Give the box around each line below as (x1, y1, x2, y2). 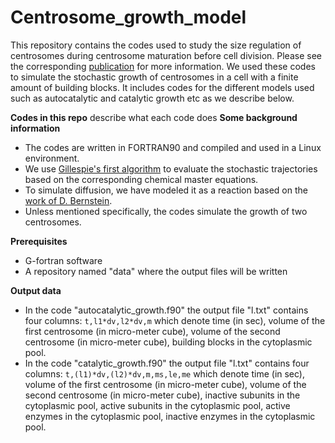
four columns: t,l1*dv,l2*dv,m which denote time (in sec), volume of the (24, 314, 326, 326)
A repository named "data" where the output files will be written (24, 265, 288, 277)
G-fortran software (24, 254, 103, 266)
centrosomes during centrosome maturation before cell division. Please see (10, 49, 322, 61)
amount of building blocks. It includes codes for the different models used (10, 81, 315, 93)
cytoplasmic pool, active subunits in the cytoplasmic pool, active (24, 399, 291, 411)
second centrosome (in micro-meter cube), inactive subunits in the (24, 389, 301, 401)
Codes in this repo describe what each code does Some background (10, 111, 298, 123)
